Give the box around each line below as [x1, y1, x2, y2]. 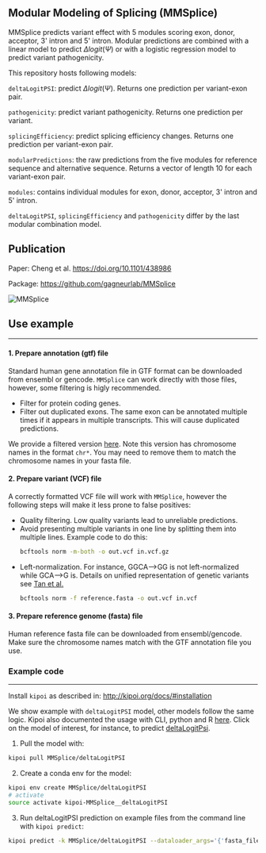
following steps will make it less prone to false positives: [8, 500, 192, 509]
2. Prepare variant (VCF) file [8, 474, 102, 483]
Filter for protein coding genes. [19, 398, 121, 408]
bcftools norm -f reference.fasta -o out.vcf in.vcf [19, 594, 198, 602]
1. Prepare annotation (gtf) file [8, 348, 108, 358]
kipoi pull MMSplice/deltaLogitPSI [8, 754, 126, 763]
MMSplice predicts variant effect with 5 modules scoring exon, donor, [8, 27, 236, 37]
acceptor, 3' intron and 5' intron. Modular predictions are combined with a [8, 36, 249, 45]
